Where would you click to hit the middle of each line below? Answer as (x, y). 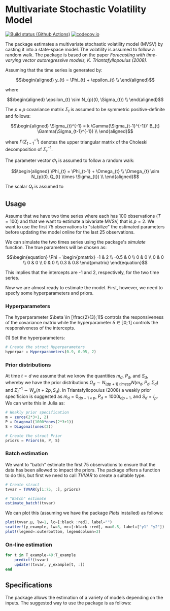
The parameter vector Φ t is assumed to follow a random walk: (70, 161)
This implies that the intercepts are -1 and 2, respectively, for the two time (82, 273)
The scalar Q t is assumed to (35, 187)
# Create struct (22, 485)
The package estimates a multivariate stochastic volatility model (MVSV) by (84, 44)
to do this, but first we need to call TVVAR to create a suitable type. (75, 475)
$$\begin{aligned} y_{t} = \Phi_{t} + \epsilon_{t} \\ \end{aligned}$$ (85, 80)
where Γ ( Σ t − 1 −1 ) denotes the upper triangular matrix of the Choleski (76, 142)
